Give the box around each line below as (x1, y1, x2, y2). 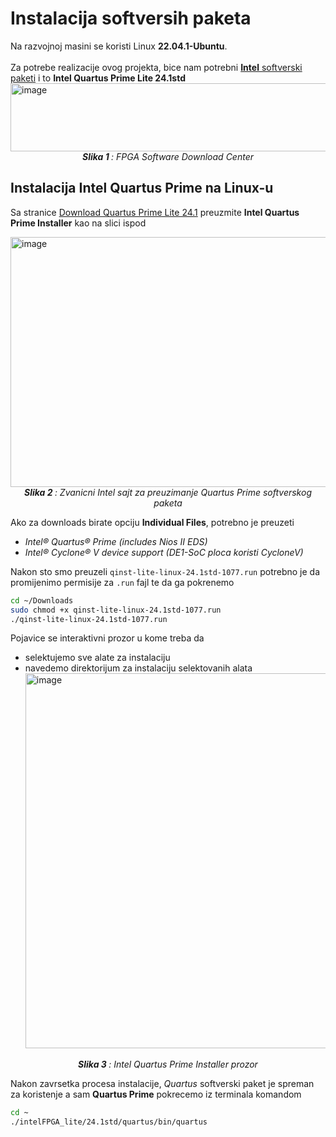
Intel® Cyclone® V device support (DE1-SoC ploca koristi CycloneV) (24, 546, 304, 558)
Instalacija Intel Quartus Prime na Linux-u (10, 180, 274, 197)
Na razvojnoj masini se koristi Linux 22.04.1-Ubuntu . (10, 40, 228, 52)
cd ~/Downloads (10, 595, 74, 606)
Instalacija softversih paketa (10, 7, 252, 30)
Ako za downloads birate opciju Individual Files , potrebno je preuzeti (10, 516, 295, 528)
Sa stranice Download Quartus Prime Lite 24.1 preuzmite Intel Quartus (10, 206, 300, 218)
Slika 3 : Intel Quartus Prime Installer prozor (78, 1058, 258, 1071)
